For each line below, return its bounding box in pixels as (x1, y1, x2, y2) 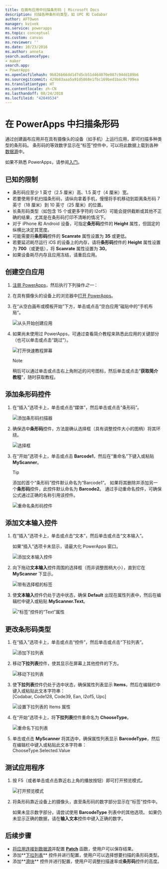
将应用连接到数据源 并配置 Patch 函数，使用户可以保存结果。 (12, 846, 136, 852)
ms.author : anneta (5, 49, 43, 54)
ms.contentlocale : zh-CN (5, 86, 57, 91)
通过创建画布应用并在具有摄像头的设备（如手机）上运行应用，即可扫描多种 (5, 136, 158, 142)
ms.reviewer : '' (5, 40, 39, 45)
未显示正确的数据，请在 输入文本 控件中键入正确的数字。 (12, 816, 126, 822)
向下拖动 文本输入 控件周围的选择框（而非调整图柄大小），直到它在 (12, 565, 146, 571)
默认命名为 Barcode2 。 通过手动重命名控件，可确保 (56, 485, 162, 492)
